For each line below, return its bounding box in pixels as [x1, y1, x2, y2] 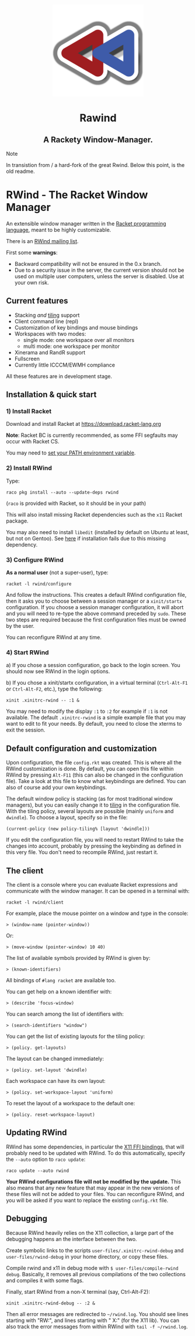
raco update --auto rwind [6, 1167, 69, 1174]
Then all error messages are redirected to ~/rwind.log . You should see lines [6, 1310, 189, 1317]
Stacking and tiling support [14, 312, 80, 319]
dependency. [6, 541, 38, 548]
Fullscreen [14, 355, 40, 362]
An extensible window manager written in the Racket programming [6, 220, 166, 227]
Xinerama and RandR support [14, 348, 86, 356]
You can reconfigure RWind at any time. [6, 634, 102, 641]
